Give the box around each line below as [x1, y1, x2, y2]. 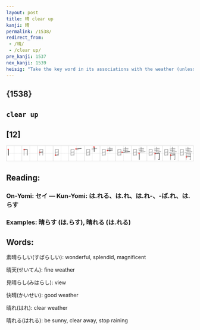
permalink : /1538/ [6, 29, 52, 35]
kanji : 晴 [6, 22, 30, 28]
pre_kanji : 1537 [6, 54, 46, 60]
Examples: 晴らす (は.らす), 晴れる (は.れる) [6, 218, 131, 226]
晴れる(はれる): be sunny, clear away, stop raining [6, 316, 128, 324]
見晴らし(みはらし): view [6, 279, 67, 286]
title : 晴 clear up [6, 15, 54, 22]
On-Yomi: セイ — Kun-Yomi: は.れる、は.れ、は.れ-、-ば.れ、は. [6, 192, 190, 200]
